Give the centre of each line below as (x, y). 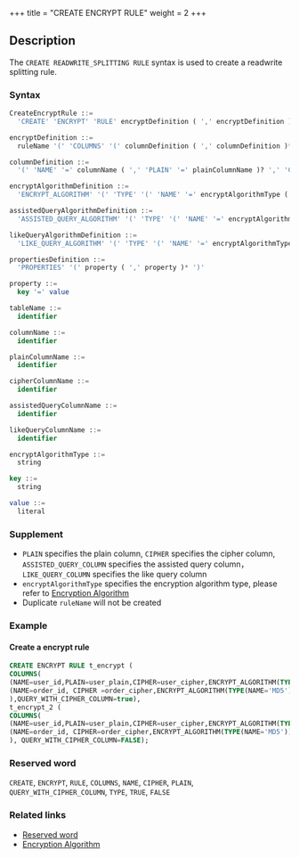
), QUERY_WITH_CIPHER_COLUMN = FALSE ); (79, 740)
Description (42, 41)
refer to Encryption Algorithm (76, 593)
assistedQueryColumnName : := (63, 406)
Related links (38, 815)
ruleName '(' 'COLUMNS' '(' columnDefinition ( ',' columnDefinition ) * (155, 146)
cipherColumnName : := (49, 381)
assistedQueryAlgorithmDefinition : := (81, 211)
